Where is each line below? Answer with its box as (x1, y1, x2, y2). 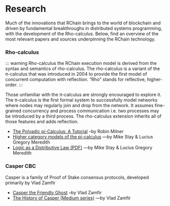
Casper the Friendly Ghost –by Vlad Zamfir (12, 189, 102, 195)
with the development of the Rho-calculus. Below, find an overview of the (5, 30, 159, 37)
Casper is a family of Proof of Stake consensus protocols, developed (5, 174, 149, 180)
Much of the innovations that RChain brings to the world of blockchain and (5, 20, 161, 26)
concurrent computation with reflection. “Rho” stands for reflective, (5, 77, 146, 83)
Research (5, 3, 47, 15)
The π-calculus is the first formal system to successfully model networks (5, 97, 158, 103)
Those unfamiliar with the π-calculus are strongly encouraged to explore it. (5, 92, 161, 98)
